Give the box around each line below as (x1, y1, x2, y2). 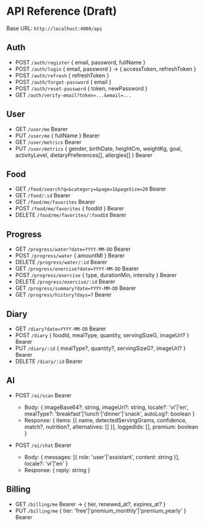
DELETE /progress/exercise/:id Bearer (15, 278, 116, 286)
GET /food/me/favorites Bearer (15, 198, 96, 206)
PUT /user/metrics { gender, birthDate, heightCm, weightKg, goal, (15, 145, 182, 152)
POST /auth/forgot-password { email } (15, 78, 112, 85)
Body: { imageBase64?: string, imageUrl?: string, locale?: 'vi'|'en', (24, 403, 189, 411)
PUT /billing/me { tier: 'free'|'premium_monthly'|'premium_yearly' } (15, 507, 186, 514)
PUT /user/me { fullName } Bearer (15, 132, 100, 139)
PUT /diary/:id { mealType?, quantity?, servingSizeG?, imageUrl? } (15, 345, 186, 352)
